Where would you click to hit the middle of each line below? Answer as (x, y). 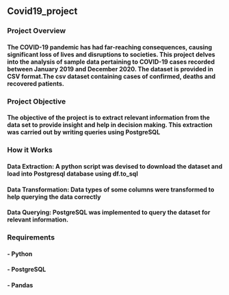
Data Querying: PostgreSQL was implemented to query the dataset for (109, 213)
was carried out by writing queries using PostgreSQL (84, 132)
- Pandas (20, 285)
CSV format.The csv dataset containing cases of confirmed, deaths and (111, 76)
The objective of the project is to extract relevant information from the (109, 118)
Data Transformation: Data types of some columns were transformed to (111, 189)
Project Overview (37, 31)
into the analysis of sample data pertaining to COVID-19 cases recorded (111, 62)
